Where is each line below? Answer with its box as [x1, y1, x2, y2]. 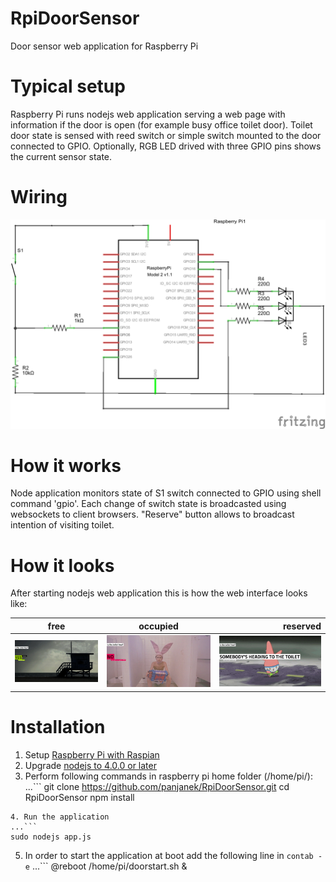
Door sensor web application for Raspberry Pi [10, 40, 199, 52]
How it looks [10, 554, 115, 577]
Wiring [10, 186, 68, 209]
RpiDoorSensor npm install [24, 791, 135, 803]
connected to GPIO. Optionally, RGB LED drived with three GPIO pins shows [10, 140, 322, 152]
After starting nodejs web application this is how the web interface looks [10, 587, 308, 599]
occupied [138, 620, 179, 632]
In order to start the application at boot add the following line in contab [24, 849, 314, 861]
